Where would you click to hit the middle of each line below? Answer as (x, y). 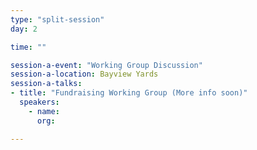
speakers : (39, 102)
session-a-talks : (46, 84)
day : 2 (24, 29)
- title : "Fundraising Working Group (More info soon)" (129, 93)
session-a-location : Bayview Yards (84, 74)
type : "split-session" (57, 19)
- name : (44, 111)
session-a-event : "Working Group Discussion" (106, 65)
